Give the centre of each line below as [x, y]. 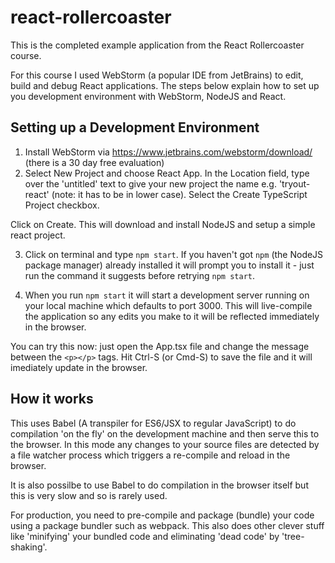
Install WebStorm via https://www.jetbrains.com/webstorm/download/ [168, 152]
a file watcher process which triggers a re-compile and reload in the [150, 455]
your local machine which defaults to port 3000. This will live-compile [168, 305]
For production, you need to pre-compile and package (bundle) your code [162, 515]
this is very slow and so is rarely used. [89, 495]
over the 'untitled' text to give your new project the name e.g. [150, 183]
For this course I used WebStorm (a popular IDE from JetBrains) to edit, [157, 75]
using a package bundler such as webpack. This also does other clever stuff [167, 525]
